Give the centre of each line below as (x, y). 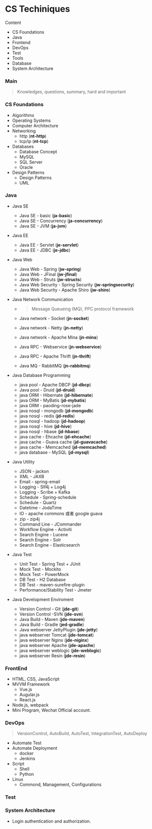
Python (27, 774)
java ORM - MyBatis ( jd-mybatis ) (53, 400)
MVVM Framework (31, 684)
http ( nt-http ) (33, 136)
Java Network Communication (42, 299)
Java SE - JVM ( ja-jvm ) (43, 226)
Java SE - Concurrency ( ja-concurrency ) (61, 221)
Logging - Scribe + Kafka (45, 492)
